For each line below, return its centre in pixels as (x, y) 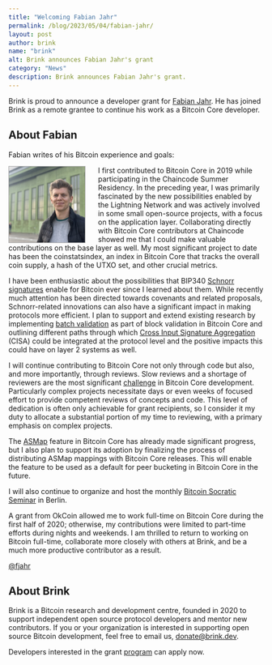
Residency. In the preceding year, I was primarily (179, 187)
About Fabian (43, 135)
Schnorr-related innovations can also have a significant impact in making (130, 306)
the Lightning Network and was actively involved (179, 205)
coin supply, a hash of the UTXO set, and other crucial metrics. (113, 265)
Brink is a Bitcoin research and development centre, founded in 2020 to (127, 611)
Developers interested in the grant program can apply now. (106, 652)
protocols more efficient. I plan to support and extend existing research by (132, 315)
